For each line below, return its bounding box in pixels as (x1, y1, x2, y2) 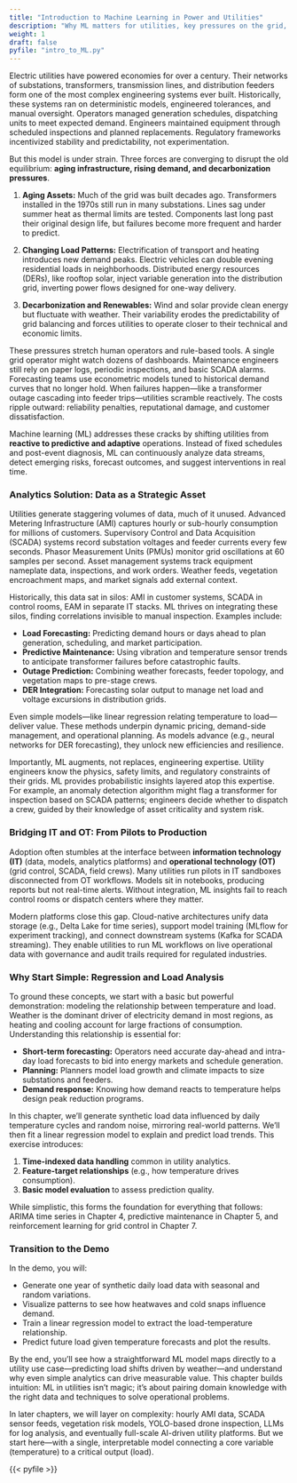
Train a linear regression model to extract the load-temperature (21, 1318, 253, 1328)
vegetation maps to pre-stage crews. (21, 675, 158, 686)
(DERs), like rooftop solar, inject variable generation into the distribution (21, 273, 284, 284)
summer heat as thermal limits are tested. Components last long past (21, 209, 274, 219)
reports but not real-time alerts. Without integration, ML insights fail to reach (9, 884, 288, 895)
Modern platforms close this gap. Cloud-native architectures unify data (9, 911, 269, 921)
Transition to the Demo (9, 1242, 110, 1255)
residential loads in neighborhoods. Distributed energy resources (21, 264, 260, 275)
